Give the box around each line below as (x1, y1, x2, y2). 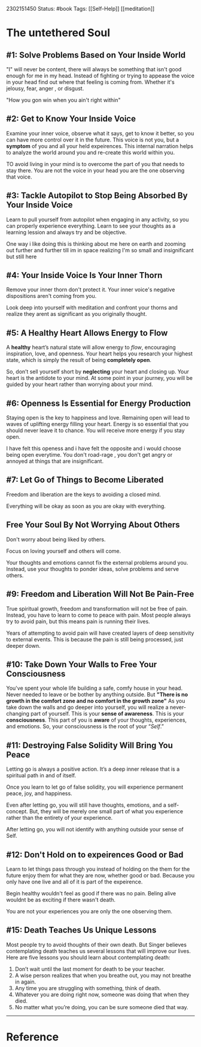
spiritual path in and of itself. (6, 772, 77, 779)
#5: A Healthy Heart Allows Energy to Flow (6, 328, 168, 338)
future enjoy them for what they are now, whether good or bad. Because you (6, 871, 195, 879)
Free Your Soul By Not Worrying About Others (6, 520, 181, 530)
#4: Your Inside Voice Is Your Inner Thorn (6, 270, 163, 280)
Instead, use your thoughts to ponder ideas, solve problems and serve (6, 565, 179, 572)
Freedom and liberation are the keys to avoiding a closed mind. (6, 491, 162, 498)
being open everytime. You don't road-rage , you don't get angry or (6, 451, 173, 458)
